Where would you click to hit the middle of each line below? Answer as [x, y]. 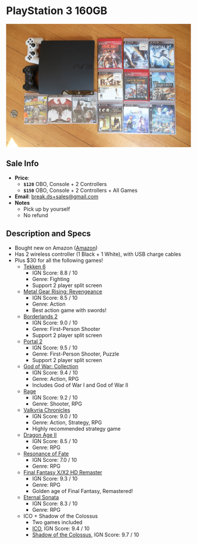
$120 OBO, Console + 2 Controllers [65, 184]
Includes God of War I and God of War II [80, 385]
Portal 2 [33, 341]
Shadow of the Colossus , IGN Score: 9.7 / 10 [86, 535]
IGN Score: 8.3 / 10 [55, 504]
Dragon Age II [40, 435]
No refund [35, 215]
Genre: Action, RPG [55, 379]
